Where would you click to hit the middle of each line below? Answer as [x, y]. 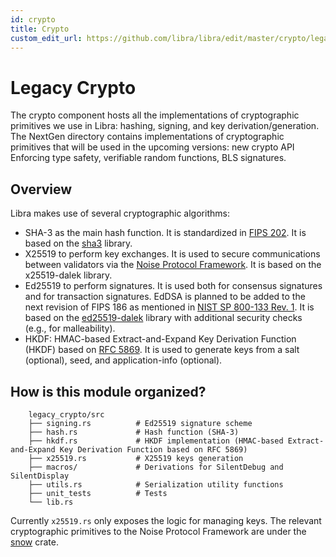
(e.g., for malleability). [70, 328]
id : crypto [33, 19]
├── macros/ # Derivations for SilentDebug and [156, 467]
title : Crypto [40, 29]
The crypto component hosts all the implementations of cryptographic [155, 115]
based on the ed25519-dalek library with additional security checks [163, 318]
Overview [41, 189]
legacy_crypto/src [66, 414]
